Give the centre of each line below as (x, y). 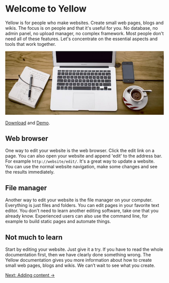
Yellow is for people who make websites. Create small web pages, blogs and (84, 23)
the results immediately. (30, 172)
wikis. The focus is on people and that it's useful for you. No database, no (82, 28)
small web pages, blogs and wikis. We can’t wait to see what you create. (80, 265)
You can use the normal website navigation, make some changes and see (81, 167)
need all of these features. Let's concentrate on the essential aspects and (81, 39)
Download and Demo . (28, 123)
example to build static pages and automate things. (58, 222)
